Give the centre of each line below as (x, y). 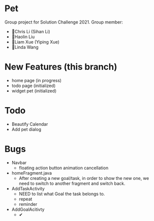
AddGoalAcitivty (28, 209)
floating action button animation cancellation (64, 168)
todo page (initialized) (33, 86)
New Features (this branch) (61, 67)
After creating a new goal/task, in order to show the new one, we (84, 178)
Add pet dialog (26, 129)
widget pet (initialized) (34, 90)
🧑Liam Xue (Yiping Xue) (35, 42)
